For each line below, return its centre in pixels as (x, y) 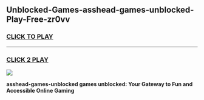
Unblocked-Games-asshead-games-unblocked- (100, 10)
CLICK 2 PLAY (27, 59)
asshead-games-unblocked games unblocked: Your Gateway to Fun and (100, 84)
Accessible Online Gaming (40, 90)
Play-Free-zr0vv (38, 20)
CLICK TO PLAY (30, 37)
